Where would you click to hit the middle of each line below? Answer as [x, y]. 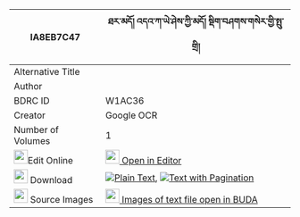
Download [51, 180]
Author [28, 86]
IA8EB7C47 [55, 37]
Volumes [32, 141]
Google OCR [132, 115]
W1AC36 [125, 100]
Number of [37, 130]
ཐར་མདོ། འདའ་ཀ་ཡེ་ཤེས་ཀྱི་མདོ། [157, 21]
